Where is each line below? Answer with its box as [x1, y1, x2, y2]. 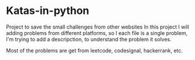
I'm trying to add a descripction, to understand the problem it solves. [6, 36, 172, 43]
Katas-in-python [6, 4, 90, 17]
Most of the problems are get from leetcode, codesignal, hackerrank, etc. [6, 47, 183, 54]
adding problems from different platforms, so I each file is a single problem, [6, 29, 188, 36]
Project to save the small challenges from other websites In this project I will [6, 23, 189, 30]
